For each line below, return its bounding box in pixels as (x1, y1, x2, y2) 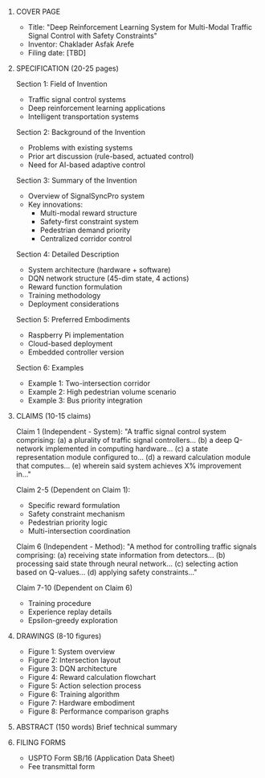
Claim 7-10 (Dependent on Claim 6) (15, 583, 133, 592)
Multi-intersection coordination (27, 526, 131, 535)
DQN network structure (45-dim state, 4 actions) (27, 273, 190, 283)
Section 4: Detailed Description (15, 249, 120, 259)
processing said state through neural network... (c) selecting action (15, 559, 238, 568)
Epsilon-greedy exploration (27, 616, 118, 625)
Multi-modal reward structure (39, 208, 138, 218)
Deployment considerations (27, 299, 120, 309)
